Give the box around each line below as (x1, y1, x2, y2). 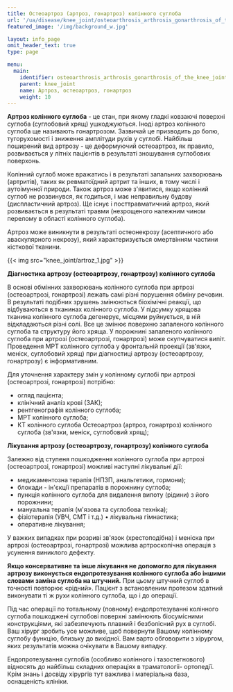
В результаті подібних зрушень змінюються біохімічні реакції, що (7, 298, 202, 306)
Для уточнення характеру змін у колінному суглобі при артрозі (7, 370, 196, 379)
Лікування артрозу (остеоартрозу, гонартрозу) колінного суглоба (7, 442, 209, 450)
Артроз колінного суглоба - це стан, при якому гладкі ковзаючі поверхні (7, 113, 225, 121)
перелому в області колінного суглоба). (7, 215, 126, 223)
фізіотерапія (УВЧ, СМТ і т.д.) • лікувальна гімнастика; (17, 513, 179, 521)
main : (13, 67, 30, 74)
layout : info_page (7, 35, 60, 42)
